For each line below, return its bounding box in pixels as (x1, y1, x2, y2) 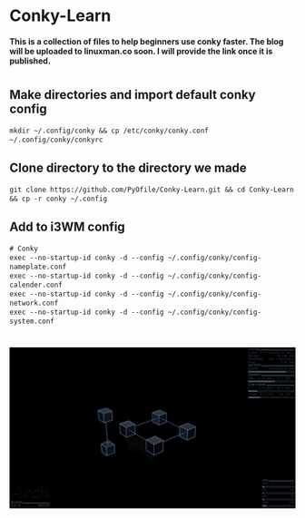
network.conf (9, 298, 59, 308)
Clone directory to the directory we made (9, 160, 247, 175)
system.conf (9, 317, 54, 327)
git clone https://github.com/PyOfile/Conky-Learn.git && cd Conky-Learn (9, 185, 295, 195)
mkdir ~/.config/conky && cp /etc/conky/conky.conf (9, 126, 209, 136)
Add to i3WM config (9, 219, 125, 234)
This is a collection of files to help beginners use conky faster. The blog (9, 35, 284, 46)
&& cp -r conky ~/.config (9, 194, 107, 204)
